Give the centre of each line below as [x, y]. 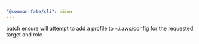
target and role [25, 34]
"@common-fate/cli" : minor [40, 11]
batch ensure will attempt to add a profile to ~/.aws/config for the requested [100, 28]
